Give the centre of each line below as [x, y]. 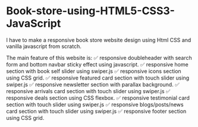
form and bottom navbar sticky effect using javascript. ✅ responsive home [97, 64]
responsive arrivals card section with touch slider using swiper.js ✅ [88, 91]
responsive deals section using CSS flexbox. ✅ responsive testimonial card [98, 98]
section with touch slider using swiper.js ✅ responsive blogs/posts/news [95, 104]
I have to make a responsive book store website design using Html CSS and [99, 40]
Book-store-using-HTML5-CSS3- [91, 11]
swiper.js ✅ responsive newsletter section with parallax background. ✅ [93, 84]
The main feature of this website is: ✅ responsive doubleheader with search [99, 58]
